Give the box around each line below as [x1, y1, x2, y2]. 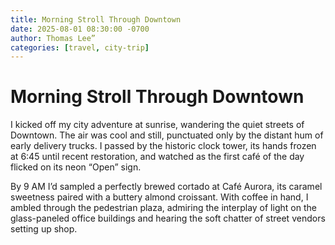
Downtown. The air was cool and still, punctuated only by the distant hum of [10, 129, 324, 141]
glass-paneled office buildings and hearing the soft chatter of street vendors [10, 212, 326, 225]
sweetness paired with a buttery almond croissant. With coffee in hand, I [10, 191, 309, 203]
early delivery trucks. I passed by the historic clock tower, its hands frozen [10, 140, 317, 152]
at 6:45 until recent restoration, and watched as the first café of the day [10, 151, 305, 163]
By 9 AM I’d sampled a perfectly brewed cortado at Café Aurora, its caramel [10, 181, 323, 193]
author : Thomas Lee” [10, 33, 97, 43]
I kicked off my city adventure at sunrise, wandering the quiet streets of [10, 119, 305, 131]
